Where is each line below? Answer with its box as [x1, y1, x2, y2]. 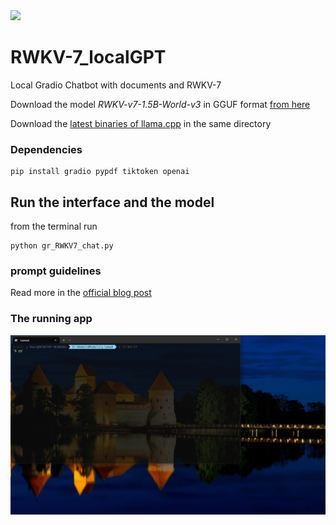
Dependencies [10, 142, 83, 156]
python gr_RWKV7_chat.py [10, 241, 114, 251]
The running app [10, 312, 93, 326]
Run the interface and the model [10, 194, 215, 211]
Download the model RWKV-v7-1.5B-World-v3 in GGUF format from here [10, 98, 311, 110]
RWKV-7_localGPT [10, 46, 167, 69]
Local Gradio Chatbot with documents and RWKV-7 [10, 79, 222, 91]
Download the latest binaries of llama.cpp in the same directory [10, 117, 272, 129]
